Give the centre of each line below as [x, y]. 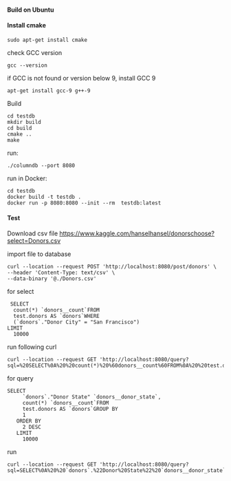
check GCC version [35, 52]
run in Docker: [27, 178]
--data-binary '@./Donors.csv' [52, 279]
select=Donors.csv [34, 240]
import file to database [39, 254]
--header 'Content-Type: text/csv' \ [61, 272]
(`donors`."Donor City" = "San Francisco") [76, 322]
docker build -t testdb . [44, 197]
